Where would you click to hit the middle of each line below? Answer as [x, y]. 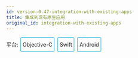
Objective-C [37, 45]
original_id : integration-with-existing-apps [64, 23]
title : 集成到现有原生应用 [36, 17]
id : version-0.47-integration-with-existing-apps [69, 12]
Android [90, 45]
